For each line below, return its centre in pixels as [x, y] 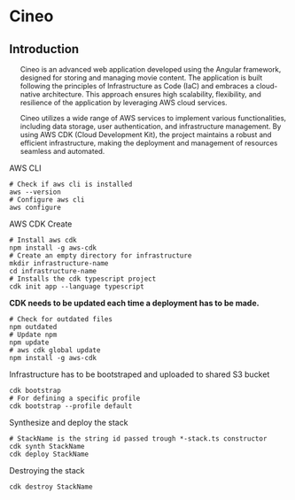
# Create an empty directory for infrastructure [101, 255]
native [31, 95]
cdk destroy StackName [51, 487]
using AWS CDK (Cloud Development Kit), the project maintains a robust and [146, 135]
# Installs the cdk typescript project [83, 279]
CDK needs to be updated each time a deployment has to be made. [134, 303]
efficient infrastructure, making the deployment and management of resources [149, 143]
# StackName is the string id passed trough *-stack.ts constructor [138, 438]
